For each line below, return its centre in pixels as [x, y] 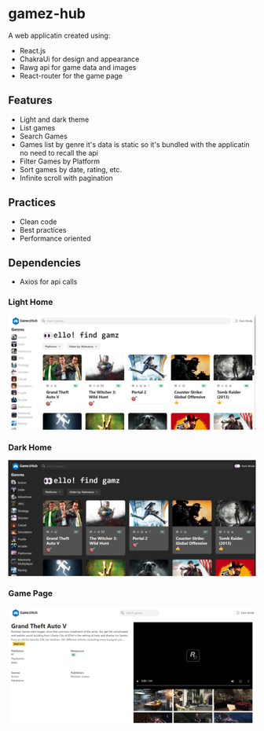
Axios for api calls [48, 282]
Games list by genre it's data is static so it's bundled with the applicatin [134, 144]
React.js [33, 50]
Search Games [44, 136]
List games [37, 127]
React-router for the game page [71, 75]
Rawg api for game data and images [78, 67]
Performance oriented [55, 238]
